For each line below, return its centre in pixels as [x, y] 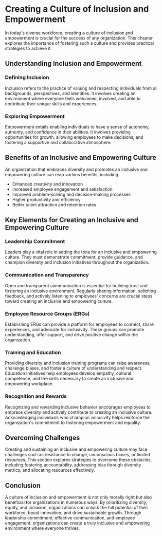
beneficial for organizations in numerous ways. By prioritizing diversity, [76, 502]
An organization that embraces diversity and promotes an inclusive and [76, 169]
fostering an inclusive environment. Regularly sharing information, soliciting [81, 291]
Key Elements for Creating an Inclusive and [72, 220]
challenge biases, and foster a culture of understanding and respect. [74, 368]
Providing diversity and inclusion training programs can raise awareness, [78, 363]
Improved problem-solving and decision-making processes [72, 194]
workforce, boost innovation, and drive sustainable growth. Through [73, 513]
